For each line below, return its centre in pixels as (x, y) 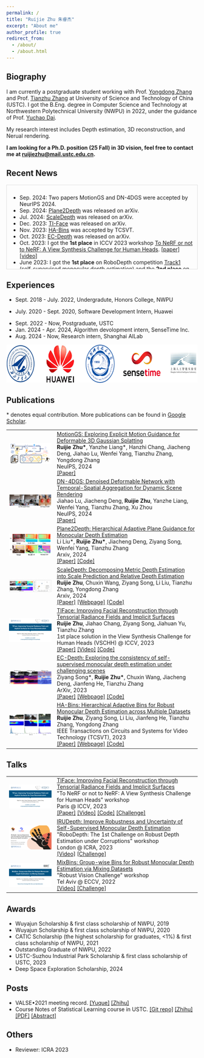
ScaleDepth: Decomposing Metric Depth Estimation (121, 569)
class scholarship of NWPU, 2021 (57, 943)
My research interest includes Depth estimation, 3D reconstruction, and (96, 129)
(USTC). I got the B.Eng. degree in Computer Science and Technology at (97, 104)
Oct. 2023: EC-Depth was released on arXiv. (75, 236)
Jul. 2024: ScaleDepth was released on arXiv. (76, 217)
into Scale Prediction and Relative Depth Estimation (121, 576)
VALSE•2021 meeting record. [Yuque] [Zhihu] (72, 1003)
